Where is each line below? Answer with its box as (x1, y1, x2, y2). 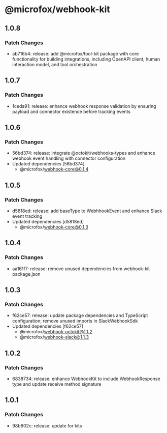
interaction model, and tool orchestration (12, 61, 97, 67)
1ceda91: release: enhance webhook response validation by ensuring (12, 103, 156, 109)
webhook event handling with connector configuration (12, 155, 126, 161)
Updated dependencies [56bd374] (12, 161, 85, 167)
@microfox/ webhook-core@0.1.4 (19, 166, 89, 172)
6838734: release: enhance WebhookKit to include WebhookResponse (12, 376, 160, 382)
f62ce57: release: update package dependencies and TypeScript (12, 312, 148, 319)
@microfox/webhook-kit (5, 4, 110, 15)
